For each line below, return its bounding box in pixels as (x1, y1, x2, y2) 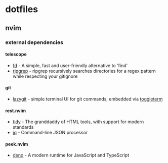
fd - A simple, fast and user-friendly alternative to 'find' (12, 62, 128, 69)
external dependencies (5, 39, 63, 46)
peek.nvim (5, 141, 28, 147)
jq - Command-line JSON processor (12, 130, 88, 136)
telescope (5, 51, 27, 58)
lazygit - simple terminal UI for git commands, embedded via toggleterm (12, 96, 163, 102)
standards (12, 124, 34, 130)
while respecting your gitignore (12, 73, 78, 79)
